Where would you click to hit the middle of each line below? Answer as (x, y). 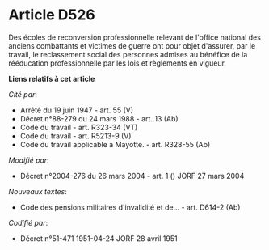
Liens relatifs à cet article (52, 78)
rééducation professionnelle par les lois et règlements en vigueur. (117, 63)
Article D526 (52, 15)
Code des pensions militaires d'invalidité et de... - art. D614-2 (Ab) (130, 207)
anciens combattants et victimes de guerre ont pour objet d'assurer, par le (132, 45)
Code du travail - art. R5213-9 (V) (76, 136)
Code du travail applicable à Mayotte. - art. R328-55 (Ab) (115, 144)
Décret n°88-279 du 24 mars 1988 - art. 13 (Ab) (99, 118)
